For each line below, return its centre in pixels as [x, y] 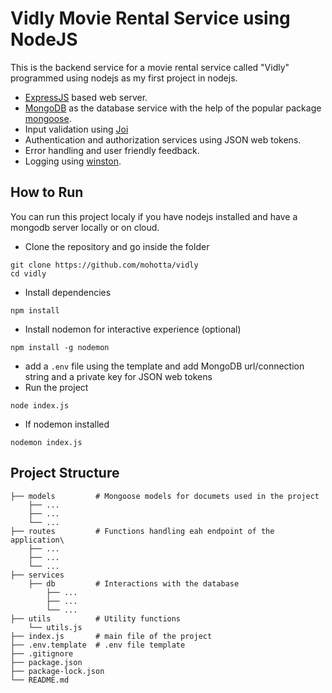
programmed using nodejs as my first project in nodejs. [124, 78]
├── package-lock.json [57, 671]
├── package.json [46, 662]
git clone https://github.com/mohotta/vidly [104, 265]
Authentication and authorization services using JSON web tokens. [163, 139]
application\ [37, 540]
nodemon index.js [46, 442]
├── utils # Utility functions [96, 618]
